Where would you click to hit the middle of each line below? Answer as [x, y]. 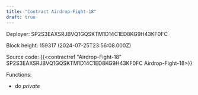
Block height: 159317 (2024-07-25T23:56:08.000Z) [69, 45]
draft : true [21, 17]
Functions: [19, 74]
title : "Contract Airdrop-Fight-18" [51, 12]
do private [27, 86]
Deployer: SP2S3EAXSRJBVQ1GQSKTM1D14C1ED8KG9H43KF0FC [87, 34]
